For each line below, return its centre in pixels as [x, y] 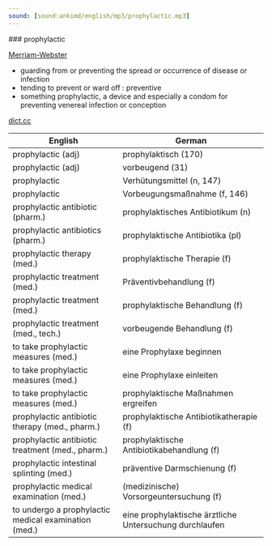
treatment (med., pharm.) [60, 450]
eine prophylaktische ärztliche [180, 514]
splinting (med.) [42, 473]
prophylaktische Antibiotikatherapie [190, 416]
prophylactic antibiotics [57, 230]
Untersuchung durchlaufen [174, 525]
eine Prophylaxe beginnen [172, 352]
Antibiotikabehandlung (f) [171, 450]
